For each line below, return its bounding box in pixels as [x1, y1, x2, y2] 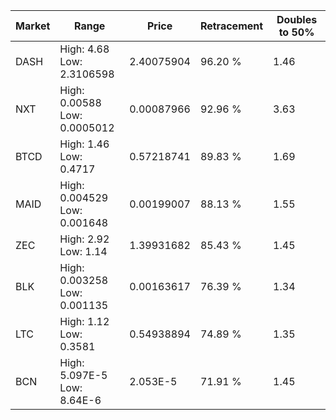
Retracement [199, 19, 264, 33]
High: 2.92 [59, 232, 110, 246]
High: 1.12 [59, 315, 110, 328]
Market [15, 19, 51, 33]
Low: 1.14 [59, 245, 108, 258]
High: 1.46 [59, 137, 110, 151]
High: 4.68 [59, 42, 110, 56]
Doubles [276, 13, 318, 26]
